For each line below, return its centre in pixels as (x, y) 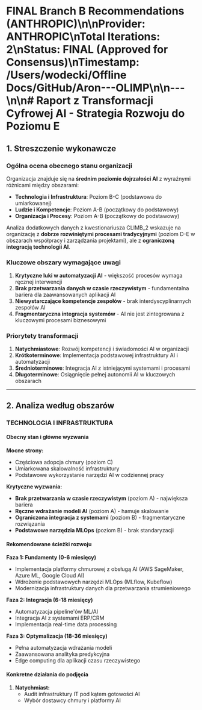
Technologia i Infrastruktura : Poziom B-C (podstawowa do (88, 196)
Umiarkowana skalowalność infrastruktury (67, 469)
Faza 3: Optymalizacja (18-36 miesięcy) (57, 636)
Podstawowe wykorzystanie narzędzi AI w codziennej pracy (89, 475)
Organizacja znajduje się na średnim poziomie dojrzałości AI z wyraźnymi (99, 178)
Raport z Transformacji (95, 101)
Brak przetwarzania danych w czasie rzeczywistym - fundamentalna (102, 288)
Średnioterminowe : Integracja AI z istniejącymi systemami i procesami (103, 368)
